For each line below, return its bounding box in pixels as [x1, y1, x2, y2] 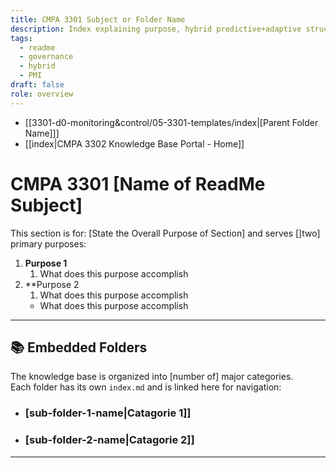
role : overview [10, 89, 74, 99]
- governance [19, 52, 74, 62]
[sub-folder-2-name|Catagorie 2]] [24, 433, 195, 447]
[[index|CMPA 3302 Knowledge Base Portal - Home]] [24, 137, 245, 150]
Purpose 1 [24, 257, 68, 269]
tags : [10, 33, 33, 43]
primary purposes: [10, 237, 87, 250]
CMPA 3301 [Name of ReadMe [10, 172, 266, 195]
